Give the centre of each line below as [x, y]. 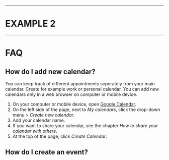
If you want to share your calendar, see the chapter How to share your [85, 125]
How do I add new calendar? [50, 71]
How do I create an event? [47, 152]
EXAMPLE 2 [30, 24]
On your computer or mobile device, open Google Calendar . [74, 104]
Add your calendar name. [39, 120]
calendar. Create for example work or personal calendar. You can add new [82, 89]
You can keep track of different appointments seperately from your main [80, 83]
